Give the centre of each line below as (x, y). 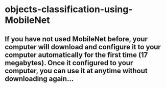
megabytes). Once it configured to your (69, 63)
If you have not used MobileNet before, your (76, 39)
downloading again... (39, 79)
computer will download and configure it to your (83, 47)
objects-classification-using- (69, 9)
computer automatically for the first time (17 (76, 55)
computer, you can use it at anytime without (76, 70)
